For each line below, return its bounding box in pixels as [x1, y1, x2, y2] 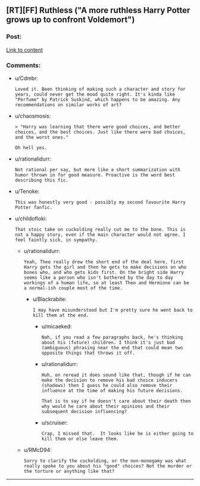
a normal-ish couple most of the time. [23, 285, 123, 291]
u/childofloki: [14, 215, 47, 222]
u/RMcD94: [23, 446, 52, 453]
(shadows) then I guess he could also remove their [41, 382, 173, 388]
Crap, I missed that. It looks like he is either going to [41, 430, 194, 436]
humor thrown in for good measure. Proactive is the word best [14, 172, 176, 178]
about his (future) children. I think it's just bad [41, 339, 176, 346]
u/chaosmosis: [14, 112, 51, 119]
